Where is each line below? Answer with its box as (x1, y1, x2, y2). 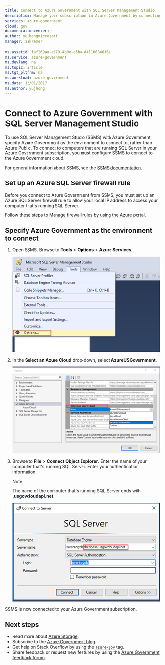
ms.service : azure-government (5, 55, 67, 60)
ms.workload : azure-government (5, 75, 69, 81)
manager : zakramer (5, 39, 43, 44)
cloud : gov (5, 24, 27, 29)
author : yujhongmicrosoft (5, 34, 58, 39)
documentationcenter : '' (5, 29, 56, 34)
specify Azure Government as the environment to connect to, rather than (5, 139, 152, 145)
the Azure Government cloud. (5, 155, 65, 161)
